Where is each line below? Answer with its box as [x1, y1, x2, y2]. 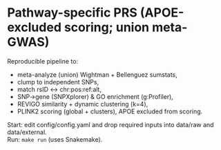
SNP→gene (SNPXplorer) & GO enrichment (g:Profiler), [17, 92, 174, 101]
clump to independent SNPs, [17, 77, 99, 86]
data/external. [7, 128, 47, 136]
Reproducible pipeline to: [7, 57, 78, 65]
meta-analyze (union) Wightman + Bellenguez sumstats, [17, 71, 177, 79]
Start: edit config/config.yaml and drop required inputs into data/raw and [7, 120, 214, 129]
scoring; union [64, 19, 150, 35]
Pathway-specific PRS [7, 5, 138, 21]
